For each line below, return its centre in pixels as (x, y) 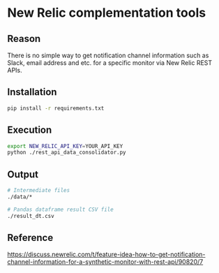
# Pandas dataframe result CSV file (60, 209)
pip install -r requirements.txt (56, 108)
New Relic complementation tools (107, 13)
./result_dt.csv (31, 216)
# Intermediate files (39, 191)
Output (23, 174)
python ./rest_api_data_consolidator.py (67, 153)
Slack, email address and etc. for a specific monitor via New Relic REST (110, 63)
